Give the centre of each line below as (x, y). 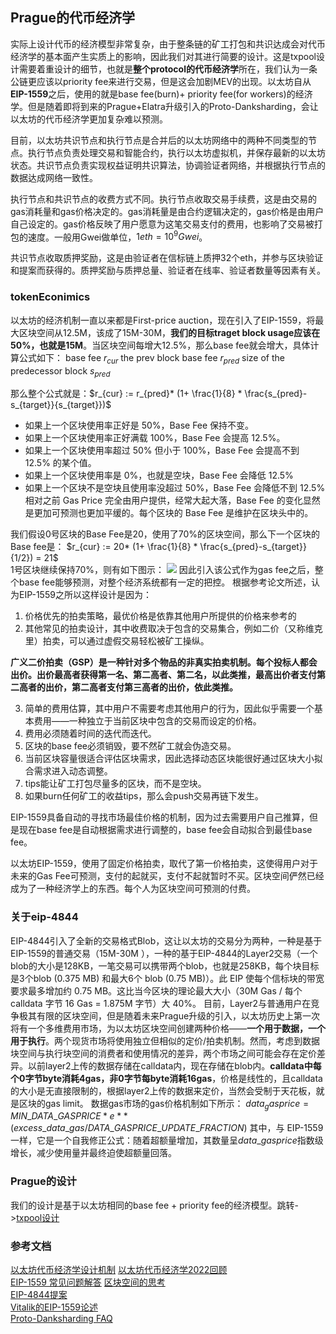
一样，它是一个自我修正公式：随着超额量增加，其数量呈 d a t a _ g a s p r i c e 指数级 (167, 1140)
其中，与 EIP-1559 (286, 1128)
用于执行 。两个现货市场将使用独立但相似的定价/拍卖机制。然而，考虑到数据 (165, 1040)
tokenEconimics (50, 297)
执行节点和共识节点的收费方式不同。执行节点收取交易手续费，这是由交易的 (163, 199)
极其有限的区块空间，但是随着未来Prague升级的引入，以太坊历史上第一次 (169, 1015)
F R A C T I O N (222, 1128)
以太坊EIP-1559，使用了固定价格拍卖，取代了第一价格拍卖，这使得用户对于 (164, 864)
